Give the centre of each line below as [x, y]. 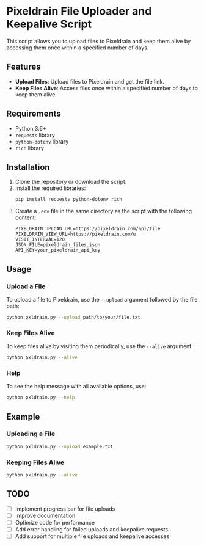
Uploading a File [31, 434]
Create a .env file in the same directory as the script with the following [104, 211]
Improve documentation [45, 515]
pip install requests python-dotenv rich [68, 200]
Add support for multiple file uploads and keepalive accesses [92, 536]
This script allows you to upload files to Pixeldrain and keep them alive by [99, 41]
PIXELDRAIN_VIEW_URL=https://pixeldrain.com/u [75, 234]
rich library [30, 148]
